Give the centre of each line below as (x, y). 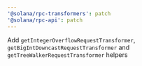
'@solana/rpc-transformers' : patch (59, 14)
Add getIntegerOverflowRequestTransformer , (71, 40)
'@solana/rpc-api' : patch (45, 20)
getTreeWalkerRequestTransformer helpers (68, 55)
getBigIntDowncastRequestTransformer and (69, 47)
